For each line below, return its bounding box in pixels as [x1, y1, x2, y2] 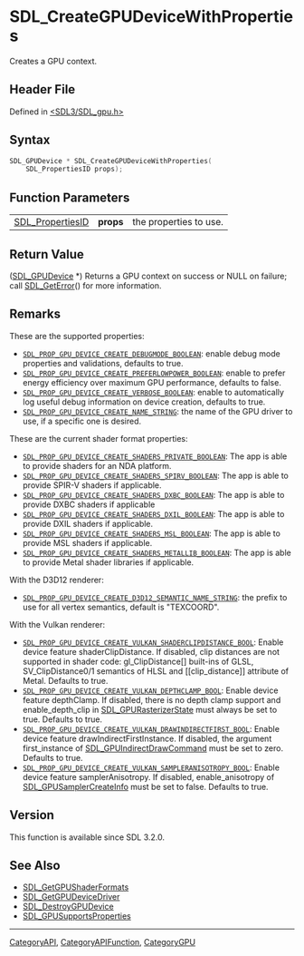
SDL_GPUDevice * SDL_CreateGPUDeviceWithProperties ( [9, 156, 213, 165]
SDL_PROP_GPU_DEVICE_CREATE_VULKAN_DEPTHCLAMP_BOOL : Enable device [22, 685, 279, 696]
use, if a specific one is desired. [22, 415, 142, 426]
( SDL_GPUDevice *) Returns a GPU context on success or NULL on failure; [9, 270, 288, 281]
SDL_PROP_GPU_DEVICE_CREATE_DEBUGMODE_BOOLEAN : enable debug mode [22, 347, 280, 359]
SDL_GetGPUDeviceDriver [22, 892, 120, 902]
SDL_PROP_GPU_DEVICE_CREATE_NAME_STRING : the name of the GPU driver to [22, 405, 293, 416]
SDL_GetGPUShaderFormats [22, 882, 129, 893]
